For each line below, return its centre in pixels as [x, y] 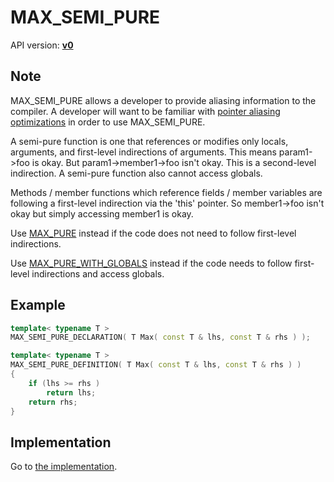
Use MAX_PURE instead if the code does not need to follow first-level [153, 233]
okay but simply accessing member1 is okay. [102, 213]
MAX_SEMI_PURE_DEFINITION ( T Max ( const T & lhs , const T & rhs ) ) [156, 365]
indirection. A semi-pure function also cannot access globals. [136, 173]
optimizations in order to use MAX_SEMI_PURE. [108, 122]
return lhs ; [71, 392]
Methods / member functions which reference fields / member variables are [166, 192]
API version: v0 [42, 45]
